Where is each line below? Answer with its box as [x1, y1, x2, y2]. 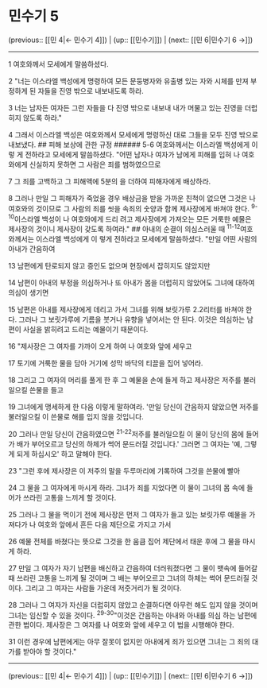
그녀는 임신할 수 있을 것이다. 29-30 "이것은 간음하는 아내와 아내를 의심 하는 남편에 [8, 609, 257, 620]
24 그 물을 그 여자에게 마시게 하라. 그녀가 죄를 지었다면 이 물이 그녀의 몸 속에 [8, 482, 245, 493]
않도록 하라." [22, 113, 62, 122]
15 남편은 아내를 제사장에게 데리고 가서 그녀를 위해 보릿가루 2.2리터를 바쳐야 [8, 304, 244, 314]
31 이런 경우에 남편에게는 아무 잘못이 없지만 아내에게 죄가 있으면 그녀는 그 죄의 [8, 637, 250, 647]
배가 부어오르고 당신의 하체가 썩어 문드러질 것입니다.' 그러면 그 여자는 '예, [16, 439, 242, 449]
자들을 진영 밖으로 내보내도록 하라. [37, 86, 145, 95]
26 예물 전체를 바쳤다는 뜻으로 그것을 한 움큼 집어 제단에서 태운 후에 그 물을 [8, 536, 241, 546]
